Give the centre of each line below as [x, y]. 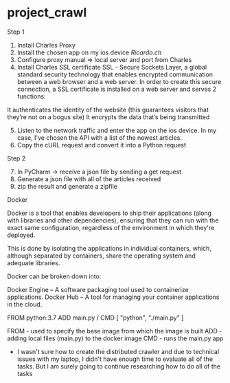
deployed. [21, 235]
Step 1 [16, 32]
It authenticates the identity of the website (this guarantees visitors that [108, 110]
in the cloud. [25, 304]
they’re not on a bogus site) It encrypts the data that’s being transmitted [108, 117]
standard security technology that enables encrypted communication [115, 74]
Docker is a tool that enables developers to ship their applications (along [109, 213]
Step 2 [16, 158]
